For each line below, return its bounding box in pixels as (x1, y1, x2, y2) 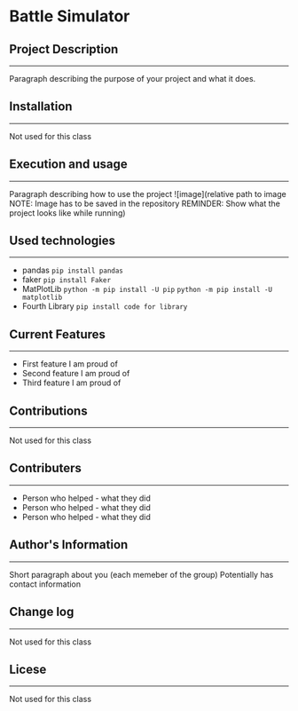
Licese (9, 661, 47, 676)
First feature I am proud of (21, 359, 118, 369)
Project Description (9, 42, 119, 57)
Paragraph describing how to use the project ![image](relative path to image (9, 188, 286, 199)
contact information (9, 579, 82, 589)
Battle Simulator (9, 6, 130, 27)
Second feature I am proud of (21, 368, 130, 379)
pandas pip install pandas (21, 265, 124, 276)
